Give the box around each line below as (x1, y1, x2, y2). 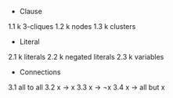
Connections (19, 67, 61, 77)
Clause (19, 7, 43, 16)
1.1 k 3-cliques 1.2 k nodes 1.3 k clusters (8, 22, 136, 31)
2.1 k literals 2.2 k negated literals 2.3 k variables (8, 53, 164, 61)
